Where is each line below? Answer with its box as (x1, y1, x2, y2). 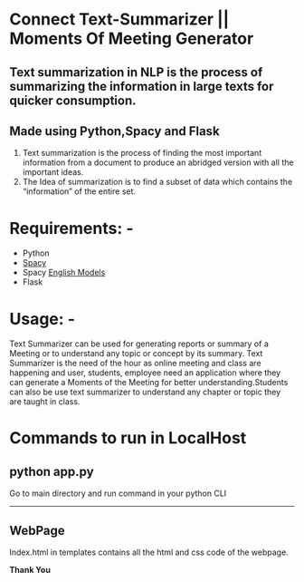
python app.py (9, 463, 94, 480)
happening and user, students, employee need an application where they (9, 367, 281, 378)
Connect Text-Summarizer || (9, 9, 230, 30)
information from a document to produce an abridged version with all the (22, 157, 294, 168)
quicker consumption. (9, 92, 137, 108)
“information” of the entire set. (22, 186, 137, 197)
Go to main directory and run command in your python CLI (9, 488, 227, 499)
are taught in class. (9, 396, 81, 407)
